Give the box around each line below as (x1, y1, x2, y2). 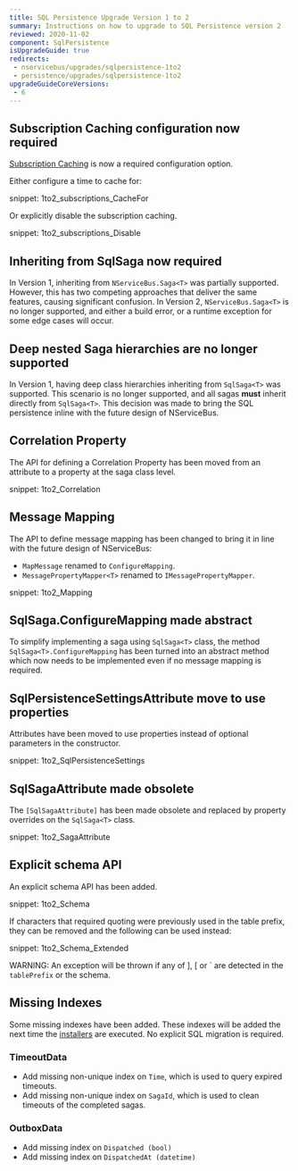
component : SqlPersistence (9, 38, 110, 47)
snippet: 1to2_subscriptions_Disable (9, 228, 141, 238)
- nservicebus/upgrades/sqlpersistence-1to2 (12, 63, 181, 72)
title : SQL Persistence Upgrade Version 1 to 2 (9, 13, 190, 22)
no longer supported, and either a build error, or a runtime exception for (9, 305, 272, 317)
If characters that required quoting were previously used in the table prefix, (9, 916, 286, 926)
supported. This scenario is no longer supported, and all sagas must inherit (9, 388, 287, 398)
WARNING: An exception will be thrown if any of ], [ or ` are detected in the (9, 959, 284, 970)
